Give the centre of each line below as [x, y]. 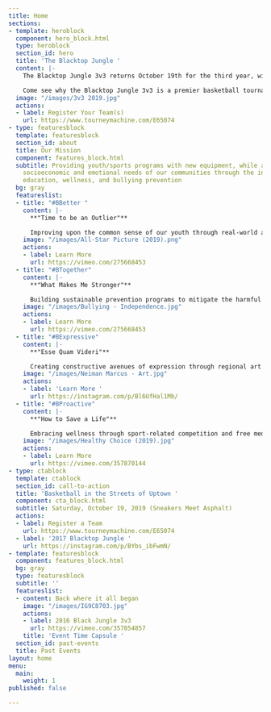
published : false [38, 689]
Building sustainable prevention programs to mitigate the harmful [146, 299]
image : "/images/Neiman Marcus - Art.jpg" [95, 374]
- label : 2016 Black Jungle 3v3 [77, 621]
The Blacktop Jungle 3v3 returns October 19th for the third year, [138, 76]
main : [25, 673]
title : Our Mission [48, 150]
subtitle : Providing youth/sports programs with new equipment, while [137, 165]
